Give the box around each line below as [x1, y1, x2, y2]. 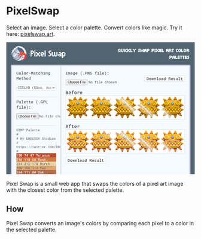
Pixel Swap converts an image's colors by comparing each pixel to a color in [6, 220, 194, 227]
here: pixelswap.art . [6, 30, 55, 37]
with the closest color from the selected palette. [6, 186, 124, 194]
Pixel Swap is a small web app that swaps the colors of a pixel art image [6, 180, 184, 188]
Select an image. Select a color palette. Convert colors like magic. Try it [6, 24, 182, 31]
